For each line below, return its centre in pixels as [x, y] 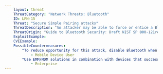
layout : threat [29, 9]
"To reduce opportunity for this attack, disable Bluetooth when [90, 50]
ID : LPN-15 [24, 18]
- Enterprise [44, 64]
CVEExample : [25, 41]
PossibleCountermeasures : [40, 46]
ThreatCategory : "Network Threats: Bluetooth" [61, 14]
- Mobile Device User [53, 55]
